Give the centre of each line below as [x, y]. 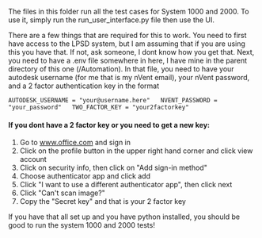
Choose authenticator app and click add [85, 176]
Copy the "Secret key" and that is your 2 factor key [103, 202]
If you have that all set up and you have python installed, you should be [124, 217]
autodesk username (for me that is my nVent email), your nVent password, [129, 77]
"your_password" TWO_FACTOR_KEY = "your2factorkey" [99, 107]
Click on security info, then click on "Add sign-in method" [113, 168]
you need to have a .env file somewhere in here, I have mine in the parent [128, 60]
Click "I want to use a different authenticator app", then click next [126, 185]
